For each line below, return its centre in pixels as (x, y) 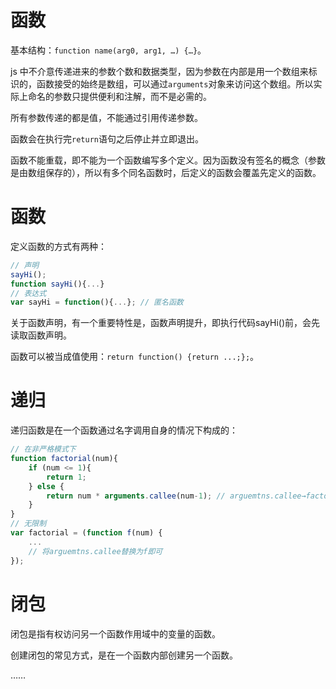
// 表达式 (28, 293)
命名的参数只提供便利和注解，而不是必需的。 (119, 96)
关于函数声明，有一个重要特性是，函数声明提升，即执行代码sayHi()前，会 (161, 323)
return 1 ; (66, 477)
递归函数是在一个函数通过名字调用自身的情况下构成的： (124, 430)
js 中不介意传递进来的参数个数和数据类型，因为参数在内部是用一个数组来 (159, 71)
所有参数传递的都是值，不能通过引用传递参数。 (106, 117)
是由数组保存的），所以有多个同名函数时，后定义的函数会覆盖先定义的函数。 (166, 172)
